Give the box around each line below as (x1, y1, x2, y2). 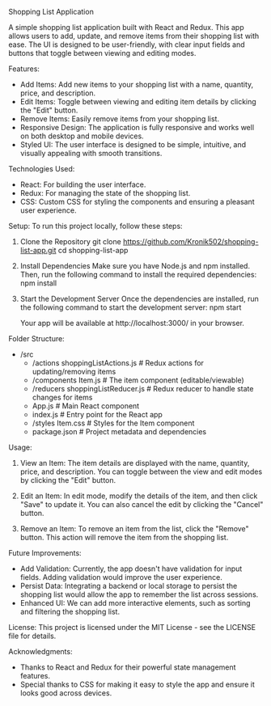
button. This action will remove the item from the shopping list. (19, 533, 229, 542)
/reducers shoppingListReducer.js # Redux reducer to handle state (32, 384, 254, 393)
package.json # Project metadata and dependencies (32, 427, 207, 436)
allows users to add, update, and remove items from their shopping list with (8, 32, 260, 40)
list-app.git (19, 246, 57, 255)
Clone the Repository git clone (19, 237, 121, 246)
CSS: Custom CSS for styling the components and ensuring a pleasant (19, 197, 255, 206)
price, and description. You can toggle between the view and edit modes (19, 467, 263, 476)
